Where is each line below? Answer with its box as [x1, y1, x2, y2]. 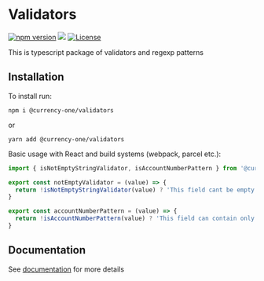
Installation [8, 71, 64, 84]
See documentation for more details [8, 265, 124, 274]
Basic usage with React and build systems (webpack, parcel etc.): [8, 149, 222, 159]
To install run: [8, 91, 53, 100]
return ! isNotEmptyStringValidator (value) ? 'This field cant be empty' [15, 186, 258, 194]
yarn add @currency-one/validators [8, 135, 125, 143]
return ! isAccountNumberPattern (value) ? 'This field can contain [15, 214, 237, 223]
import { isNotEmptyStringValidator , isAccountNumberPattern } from [8, 164, 237, 172]
